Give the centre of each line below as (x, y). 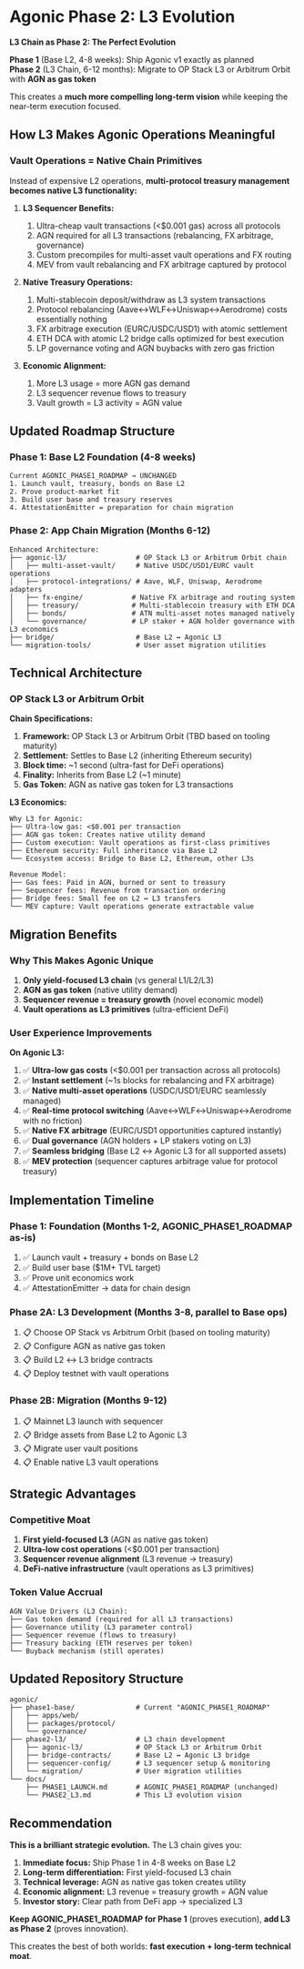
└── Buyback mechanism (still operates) (87, 1651)
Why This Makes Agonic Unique (81, 960)
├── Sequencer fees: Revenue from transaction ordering (117, 891)
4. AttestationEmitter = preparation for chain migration (122, 508)
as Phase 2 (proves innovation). (69, 1929)
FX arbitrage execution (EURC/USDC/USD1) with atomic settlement (162, 329)
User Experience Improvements (81, 1032)
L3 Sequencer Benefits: (68, 208)
